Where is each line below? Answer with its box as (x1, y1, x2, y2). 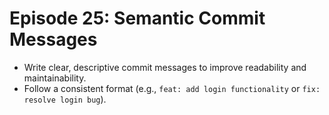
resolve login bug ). (23, 93, 107, 105)
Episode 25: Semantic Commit (9, 7, 266, 30)
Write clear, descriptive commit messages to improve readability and (23, 61, 307, 73)
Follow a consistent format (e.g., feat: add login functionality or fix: (23, 82, 321, 94)
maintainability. (23, 72, 87, 84)
